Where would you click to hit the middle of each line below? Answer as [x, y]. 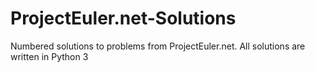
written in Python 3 [49, 56]
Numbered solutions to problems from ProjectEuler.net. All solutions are [158, 46]
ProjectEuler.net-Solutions [123, 18]
